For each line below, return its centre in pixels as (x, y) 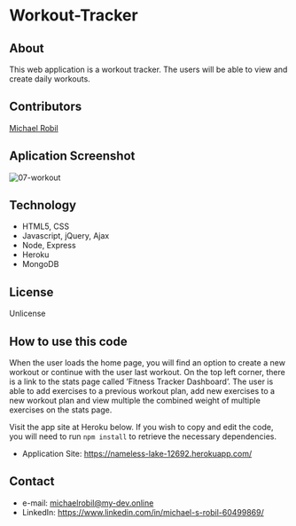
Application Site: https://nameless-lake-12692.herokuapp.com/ (137, 454)
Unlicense (27, 314)
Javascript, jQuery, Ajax (66, 236)
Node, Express (49, 246)
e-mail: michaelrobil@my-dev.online (88, 503)
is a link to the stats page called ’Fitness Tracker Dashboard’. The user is (141, 381)
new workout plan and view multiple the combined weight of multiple (135, 401)
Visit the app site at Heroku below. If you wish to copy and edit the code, (141, 428)
